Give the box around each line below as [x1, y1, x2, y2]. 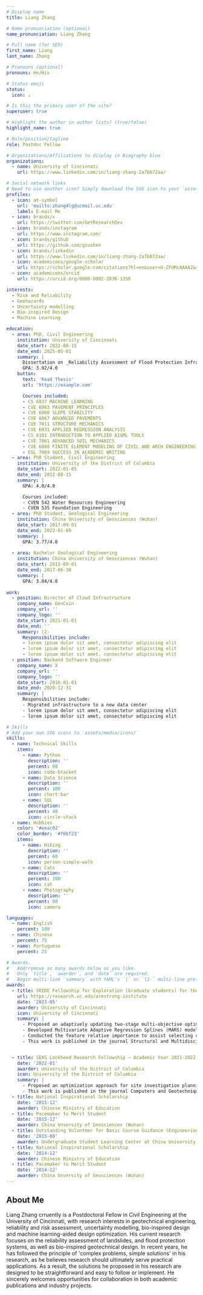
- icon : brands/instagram [11, 225, 77, 232]
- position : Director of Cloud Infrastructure [11, 595, 131, 601]
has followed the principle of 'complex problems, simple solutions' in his [6, 1250, 186, 1257]
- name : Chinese [11, 932, 53, 938]
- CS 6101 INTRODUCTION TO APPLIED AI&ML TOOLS [22, 432, 145, 439]
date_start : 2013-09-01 [17, 561, 77, 567]
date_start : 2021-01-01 [17, 618, 77, 624]
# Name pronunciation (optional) [6, 25, 91, 31]
